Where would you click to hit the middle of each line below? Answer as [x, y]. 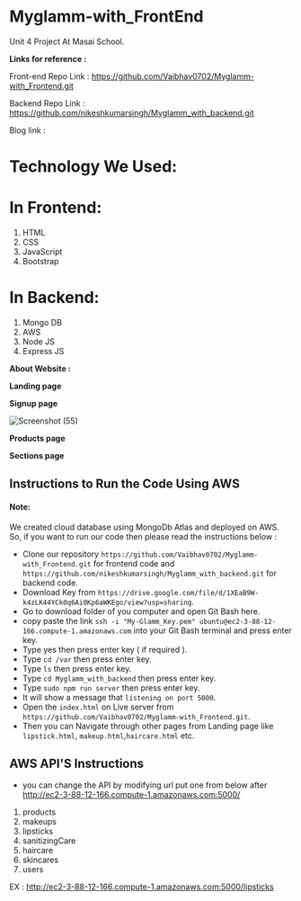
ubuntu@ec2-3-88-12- [238, 621]
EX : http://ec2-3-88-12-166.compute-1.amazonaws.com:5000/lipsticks [142, 887]
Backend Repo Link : [47, 103]
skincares [40, 860]
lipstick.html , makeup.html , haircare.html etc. [108, 736]
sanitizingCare [49, 841]
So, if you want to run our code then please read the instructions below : [143, 536]
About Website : [40, 369]
